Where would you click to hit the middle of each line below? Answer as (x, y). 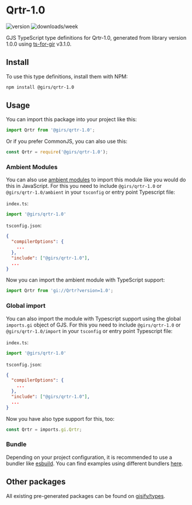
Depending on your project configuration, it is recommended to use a (89, 457)
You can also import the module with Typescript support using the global (93, 318)
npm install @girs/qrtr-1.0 (40, 87)
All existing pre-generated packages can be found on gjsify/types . (85, 496)
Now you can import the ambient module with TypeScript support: (85, 280)
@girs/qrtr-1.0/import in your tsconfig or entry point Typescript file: (89, 331)
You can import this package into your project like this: (71, 119)
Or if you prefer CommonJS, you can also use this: (67, 142)
